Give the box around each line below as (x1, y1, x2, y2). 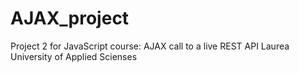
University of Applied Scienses (10, 50, 138, 62)
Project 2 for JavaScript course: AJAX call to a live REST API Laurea (10, 40, 290, 52)
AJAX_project (10, 7, 130, 30)
